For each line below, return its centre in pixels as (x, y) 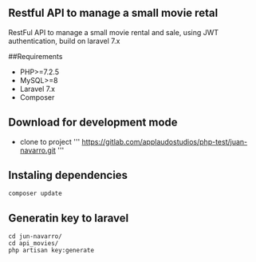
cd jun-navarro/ (35, 236)
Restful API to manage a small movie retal (113, 13)
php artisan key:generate (51, 251)
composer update (35, 194)
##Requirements (35, 56)
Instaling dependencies (68, 175)
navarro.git (37, 150)
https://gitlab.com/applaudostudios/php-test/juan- (165, 141)
